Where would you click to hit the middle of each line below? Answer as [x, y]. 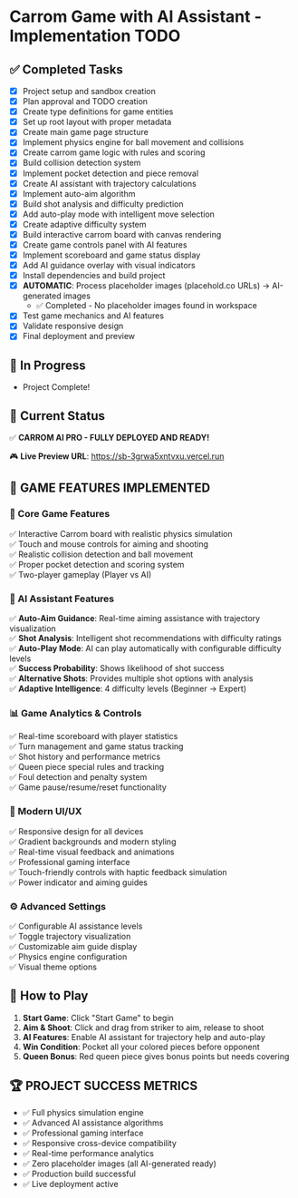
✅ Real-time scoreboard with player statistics [94, 736]
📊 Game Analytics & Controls [76, 713]
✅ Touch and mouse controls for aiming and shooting [109, 544]
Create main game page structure [86, 132]
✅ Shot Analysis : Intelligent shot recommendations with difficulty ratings [146, 638]
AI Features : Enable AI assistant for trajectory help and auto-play [144, 1037]
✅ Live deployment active [71, 1183]
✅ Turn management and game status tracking [96, 746]
